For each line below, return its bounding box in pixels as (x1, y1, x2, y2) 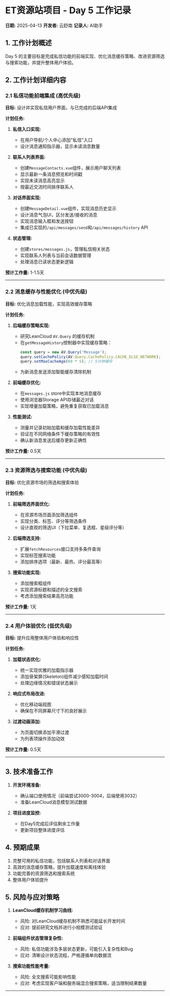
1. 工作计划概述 (5, 39, 52, 47)
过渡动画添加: (12, 718, 41, 725)
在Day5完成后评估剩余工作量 (20, 820, 80, 827)
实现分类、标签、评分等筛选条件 (20, 518, 87, 524)
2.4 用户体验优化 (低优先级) (5, 622, 72, 629)
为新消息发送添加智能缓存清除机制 (20, 369, 92, 375)
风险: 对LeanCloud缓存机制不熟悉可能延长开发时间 (20, 918, 125, 924)
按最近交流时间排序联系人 (20, 184, 74, 190)
